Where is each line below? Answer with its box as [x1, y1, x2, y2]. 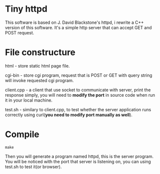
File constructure [5, 47, 76, 58]
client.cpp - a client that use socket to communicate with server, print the [5, 87, 151, 93]
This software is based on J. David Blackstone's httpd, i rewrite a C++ [5, 19, 144, 25]
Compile [5, 129, 40, 140]
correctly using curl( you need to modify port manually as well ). [5, 112, 133, 118]
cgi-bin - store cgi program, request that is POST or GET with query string [5, 72, 152, 78]
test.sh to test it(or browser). [5, 164, 62, 170]
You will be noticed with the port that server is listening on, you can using [5, 158, 151, 164]
